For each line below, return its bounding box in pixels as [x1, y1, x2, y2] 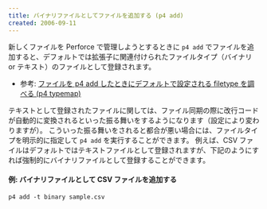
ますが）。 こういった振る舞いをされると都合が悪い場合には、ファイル [14, 125, 245, 135]
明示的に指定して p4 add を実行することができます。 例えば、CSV [22, 135, 238, 145]
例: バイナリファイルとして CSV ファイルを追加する [8, 175, 177, 184]
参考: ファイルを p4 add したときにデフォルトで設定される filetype [19, 79, 239, 88]
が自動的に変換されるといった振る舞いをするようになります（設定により [8, 115, 245, 125]
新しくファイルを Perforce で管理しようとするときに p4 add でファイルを [8, 41, 248, 52]
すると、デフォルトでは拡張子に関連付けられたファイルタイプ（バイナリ [14, 52, 253, 61]
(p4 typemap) [35, 88, 81, 98]
